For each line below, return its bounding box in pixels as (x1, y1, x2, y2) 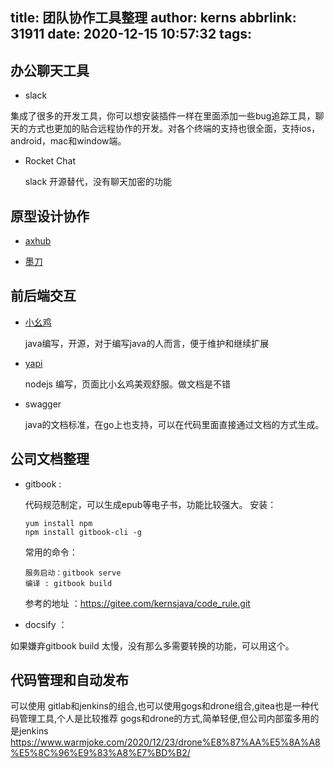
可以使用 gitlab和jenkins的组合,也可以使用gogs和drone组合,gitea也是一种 (10, 700, 310, 712)
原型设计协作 (10, 208, 90, 225)
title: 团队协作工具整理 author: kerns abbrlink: (10, 9, 297, 27)
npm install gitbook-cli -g (24, 527, 142, 537)
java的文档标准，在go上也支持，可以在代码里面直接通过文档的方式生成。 (24, 418, 325, 430)
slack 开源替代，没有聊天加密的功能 (24, 176, 173, 188)
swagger (24, 398, 62, 410)
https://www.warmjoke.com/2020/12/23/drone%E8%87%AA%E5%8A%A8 (10, 736, 321, 748)
